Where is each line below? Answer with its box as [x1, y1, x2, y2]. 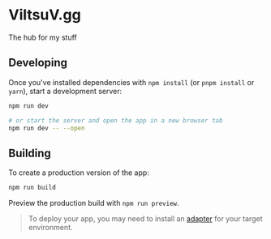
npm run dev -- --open [8, 124, 85, 132]
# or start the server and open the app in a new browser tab [8, 116, 223, 125]
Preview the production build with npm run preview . [8, 198, 180, 208]
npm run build [8, 184, 57, 192]
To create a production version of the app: [8, 168, 150, 177]
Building [8, 146, 51, 160]
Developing [8, 56, 67, 70]
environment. [28, 223, 73, 233]
